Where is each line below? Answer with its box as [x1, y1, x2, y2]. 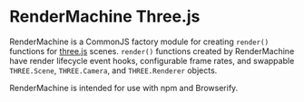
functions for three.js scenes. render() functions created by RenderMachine [9, 45, 295, 56]
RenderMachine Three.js [9, 6, 201, 27]
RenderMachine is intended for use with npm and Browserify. [9, 82, 239, 93]
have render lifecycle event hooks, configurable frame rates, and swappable [9, 55, 295, 66]
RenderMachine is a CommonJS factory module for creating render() [9, 36, 270, 47]
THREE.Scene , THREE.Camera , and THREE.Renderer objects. [9, 65, 218, 76]
